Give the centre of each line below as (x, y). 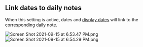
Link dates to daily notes (43, 8)
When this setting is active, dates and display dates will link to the (72, 19)
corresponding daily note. (31, 25)
